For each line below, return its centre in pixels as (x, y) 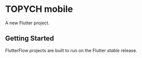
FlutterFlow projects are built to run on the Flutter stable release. (71, 50)
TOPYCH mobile (39, 9)
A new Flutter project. (27, 23)
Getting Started (30, 38)
